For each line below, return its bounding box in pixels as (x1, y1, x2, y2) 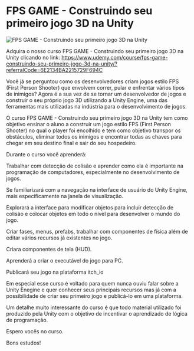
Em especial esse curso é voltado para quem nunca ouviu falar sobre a (6, 280, 179, 287)
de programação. (6, 316, 48, 323)
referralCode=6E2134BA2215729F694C (6, 66, 103, 73)
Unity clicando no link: (6, 54, 61, 61)
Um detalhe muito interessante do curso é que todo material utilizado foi (6, 304, 182, 311)
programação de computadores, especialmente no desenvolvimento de (6, 168, 180, 175)
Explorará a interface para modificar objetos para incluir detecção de (6, 204, 174, 211)
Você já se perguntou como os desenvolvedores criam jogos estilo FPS (6, 78, 179, 85)
